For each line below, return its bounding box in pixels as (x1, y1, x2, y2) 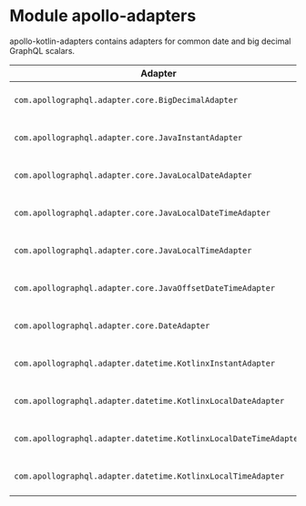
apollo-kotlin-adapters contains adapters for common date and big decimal (9, 36, 291, 46)
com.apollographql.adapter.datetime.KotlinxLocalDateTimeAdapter (14, 433, 303, 443)
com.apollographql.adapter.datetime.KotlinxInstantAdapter (14, 357, 276, 368)
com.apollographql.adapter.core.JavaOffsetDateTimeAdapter (14, 283, 276, 293)
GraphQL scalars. (9, 45, 76, 56)
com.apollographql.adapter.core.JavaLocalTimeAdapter (14, 245, 252, 255)
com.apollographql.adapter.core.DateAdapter (14, 320, 210, 331)
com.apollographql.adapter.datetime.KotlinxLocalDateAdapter (14, 396, 285, 406)
